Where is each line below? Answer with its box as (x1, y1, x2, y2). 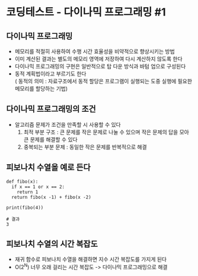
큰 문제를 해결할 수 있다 (23, 136, 78, 143)
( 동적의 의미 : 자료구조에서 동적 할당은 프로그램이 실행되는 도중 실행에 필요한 (14, 78, 193, 84)
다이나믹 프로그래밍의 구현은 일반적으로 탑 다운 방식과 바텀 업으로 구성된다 (14, 63, 186, 70)
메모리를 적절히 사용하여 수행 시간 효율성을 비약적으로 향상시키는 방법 (14, 48, 175, 55)
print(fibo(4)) (6, 205, 44, 211)
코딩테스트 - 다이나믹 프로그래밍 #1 (6, 5, 166, 19)
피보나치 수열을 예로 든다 (6, 162, 91, 172)
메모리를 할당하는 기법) (14, 85, 68, 92)
